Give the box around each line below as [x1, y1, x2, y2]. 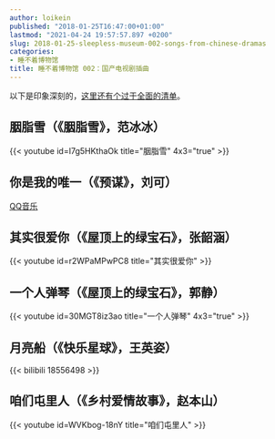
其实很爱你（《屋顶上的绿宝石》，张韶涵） [9, 230, 237, 245]
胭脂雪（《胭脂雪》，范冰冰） [9, 119, 166, 135]
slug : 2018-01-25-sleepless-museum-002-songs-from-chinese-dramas [9, 38, 267, 48]
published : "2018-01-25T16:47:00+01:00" [9, 22, 166, 31]
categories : [9, 47, 55, 56]
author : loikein [9, 13, 71, 23]
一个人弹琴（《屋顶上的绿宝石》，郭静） [9, 284, 225, 301]
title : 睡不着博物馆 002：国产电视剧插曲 [9, 65, 150, 74]
